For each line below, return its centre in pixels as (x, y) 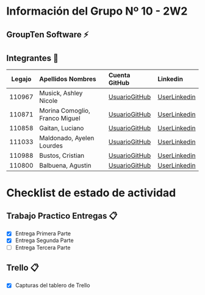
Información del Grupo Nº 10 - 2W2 (97, 11)
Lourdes (51, 146)
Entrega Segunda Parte (45, 240)
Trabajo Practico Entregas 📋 (62, 215)
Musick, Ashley (61, 93)
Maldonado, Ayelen (67, 138)
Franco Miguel (60, 118)
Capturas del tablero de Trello (52, 285)
